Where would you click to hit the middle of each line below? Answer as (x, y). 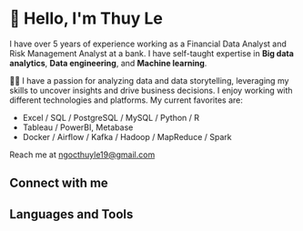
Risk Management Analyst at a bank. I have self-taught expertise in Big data (151, 53)
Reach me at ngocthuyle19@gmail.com (82, 155)
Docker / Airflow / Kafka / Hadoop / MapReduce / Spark (127, 136)
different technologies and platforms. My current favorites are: (126, 100)
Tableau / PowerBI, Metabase (78, 127)
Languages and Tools (71, 214)
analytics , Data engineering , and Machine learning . (108, 63)
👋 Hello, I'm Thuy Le (86, 19)
